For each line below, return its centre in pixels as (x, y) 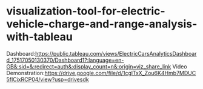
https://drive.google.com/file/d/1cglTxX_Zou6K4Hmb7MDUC (120, 73)
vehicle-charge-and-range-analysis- (102, 24)
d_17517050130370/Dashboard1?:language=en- (65, 60)
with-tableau (39, 37)
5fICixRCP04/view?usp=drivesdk (48, 79)
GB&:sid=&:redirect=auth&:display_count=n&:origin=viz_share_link (89, 66)
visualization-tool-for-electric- (86, 11)
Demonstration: (25, 73)
